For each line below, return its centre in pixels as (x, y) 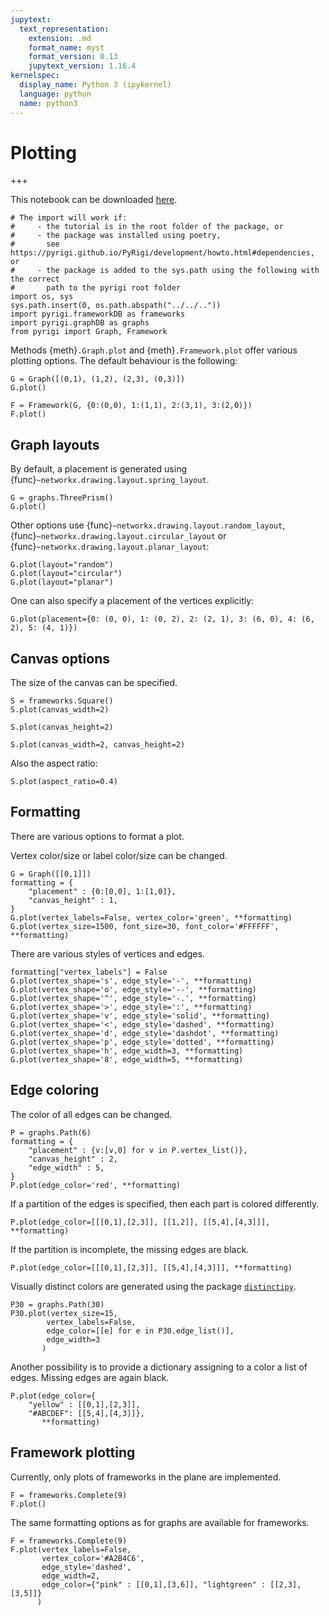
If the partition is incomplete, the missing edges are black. (130, 1249)
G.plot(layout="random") (62, 565)
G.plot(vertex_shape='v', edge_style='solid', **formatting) (140, 1016)
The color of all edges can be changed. (91, 1114)
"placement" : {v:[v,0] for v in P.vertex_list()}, (138, 1150)
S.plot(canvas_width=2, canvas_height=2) (98, 745)
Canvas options (60, 658)
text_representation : (64, 29)
